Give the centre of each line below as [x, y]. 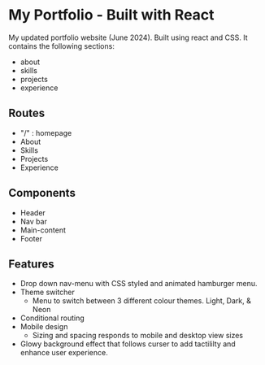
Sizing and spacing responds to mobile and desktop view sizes [138, 336]
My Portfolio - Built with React [111, 15]
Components [42, 193]
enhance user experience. [64, 353]
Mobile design [44, 327]
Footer [31, 238]
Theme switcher [48, 292]
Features [31, 264]
